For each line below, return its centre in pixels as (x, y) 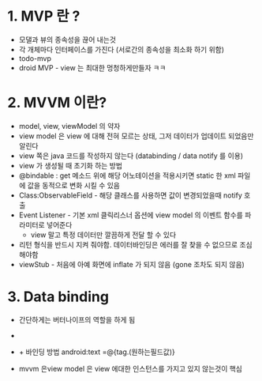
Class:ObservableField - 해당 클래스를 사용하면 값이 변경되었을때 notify (130, 195)
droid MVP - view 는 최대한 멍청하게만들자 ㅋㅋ (92, 67)
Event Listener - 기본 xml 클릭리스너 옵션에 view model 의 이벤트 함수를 (131, 215)
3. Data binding (58, 297)
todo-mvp (35, 58)
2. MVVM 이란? (57, 103)
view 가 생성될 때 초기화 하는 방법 (71, 165)
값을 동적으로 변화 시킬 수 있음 (73, 185)
